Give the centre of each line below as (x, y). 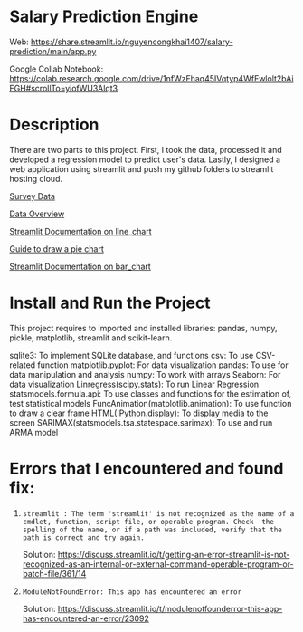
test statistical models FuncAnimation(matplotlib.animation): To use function (151, 403)
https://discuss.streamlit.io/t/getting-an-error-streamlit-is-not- (174, 554)
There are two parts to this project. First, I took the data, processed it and (146, 149)
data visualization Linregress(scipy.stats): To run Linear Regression (134, 384)
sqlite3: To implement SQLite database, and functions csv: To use (132, 355)
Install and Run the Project (110, 303)
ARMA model (34, 432)
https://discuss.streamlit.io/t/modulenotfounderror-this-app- (170, 608)
